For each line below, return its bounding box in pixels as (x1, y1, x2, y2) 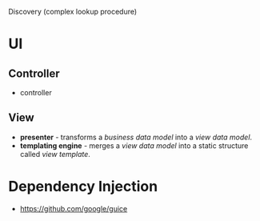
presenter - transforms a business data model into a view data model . (19, 132, 253, 142)
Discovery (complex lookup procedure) (8, 7, 138, 16)
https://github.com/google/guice (19, 203, 128, 213)
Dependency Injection (8, 178, 158, 195)
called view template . (19, 149, 90, 159)
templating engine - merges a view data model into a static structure (19, 140, 249, 151)
